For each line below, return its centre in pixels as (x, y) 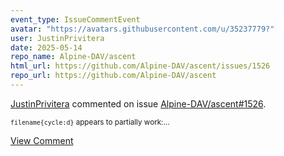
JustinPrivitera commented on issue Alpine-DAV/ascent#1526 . (138, 103)
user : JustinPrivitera (57, 38)
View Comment (42, 140)
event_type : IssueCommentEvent (75, 19)
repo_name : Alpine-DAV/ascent (73, 57)
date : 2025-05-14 (46, 47)
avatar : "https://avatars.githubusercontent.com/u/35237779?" (142, 29)
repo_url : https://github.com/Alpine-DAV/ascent (113, 76)
